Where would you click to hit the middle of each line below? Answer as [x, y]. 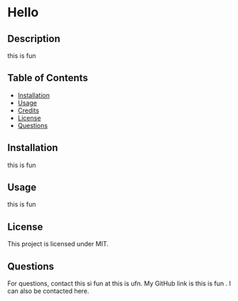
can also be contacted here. [48, 291]
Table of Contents [48, 78]
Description [34, 39]
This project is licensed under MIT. [58, 244]
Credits [28, 110]
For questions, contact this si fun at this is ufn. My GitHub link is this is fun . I [119, 284]
